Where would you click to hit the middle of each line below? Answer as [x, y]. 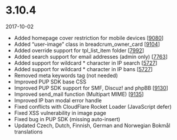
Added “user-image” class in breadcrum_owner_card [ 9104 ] [87, 44]
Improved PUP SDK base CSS [50, 81]
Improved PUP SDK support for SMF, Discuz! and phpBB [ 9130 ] [91, 88]
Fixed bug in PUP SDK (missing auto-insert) [67, 119]
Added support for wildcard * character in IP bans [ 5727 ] [83, 69]
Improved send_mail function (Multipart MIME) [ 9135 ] [79, 94]
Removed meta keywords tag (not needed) [66, 75]
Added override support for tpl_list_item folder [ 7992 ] [79, 50]
